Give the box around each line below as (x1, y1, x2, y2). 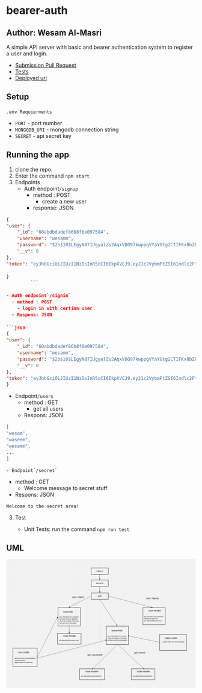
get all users (32, 405, 64, 412)
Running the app (6, 150, 69, 160)
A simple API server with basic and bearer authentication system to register (6, 43, 194, 51)
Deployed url (14, 75, 47, 81)
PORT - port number (14, 119, 63, 126)
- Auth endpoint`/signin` (6, 293, 71, 299)
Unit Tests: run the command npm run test (23, 525, 130, 533)
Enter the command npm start (14, 172, 90, 179)
